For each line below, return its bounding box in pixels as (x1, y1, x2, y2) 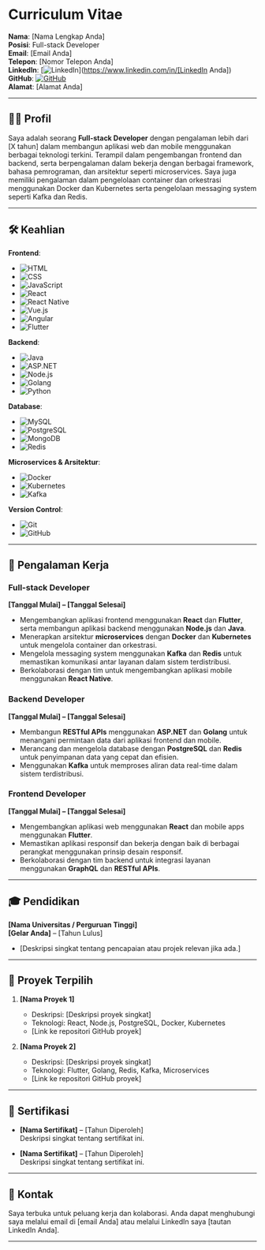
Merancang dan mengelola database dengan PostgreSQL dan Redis (19, 743, 242, 753)
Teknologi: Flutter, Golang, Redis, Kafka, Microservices (31, 1065, 210, 1075)
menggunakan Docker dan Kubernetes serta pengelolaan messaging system (8, 183, 257, 193)
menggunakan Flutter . (19, 830, 93, 840)
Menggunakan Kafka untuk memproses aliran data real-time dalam (19, 760, 238, 770)
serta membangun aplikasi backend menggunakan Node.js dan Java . (19, 623, 247, 633)
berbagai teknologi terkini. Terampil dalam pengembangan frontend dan (8, 150, 242, 159)
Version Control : (8, 504, 63, 514)
